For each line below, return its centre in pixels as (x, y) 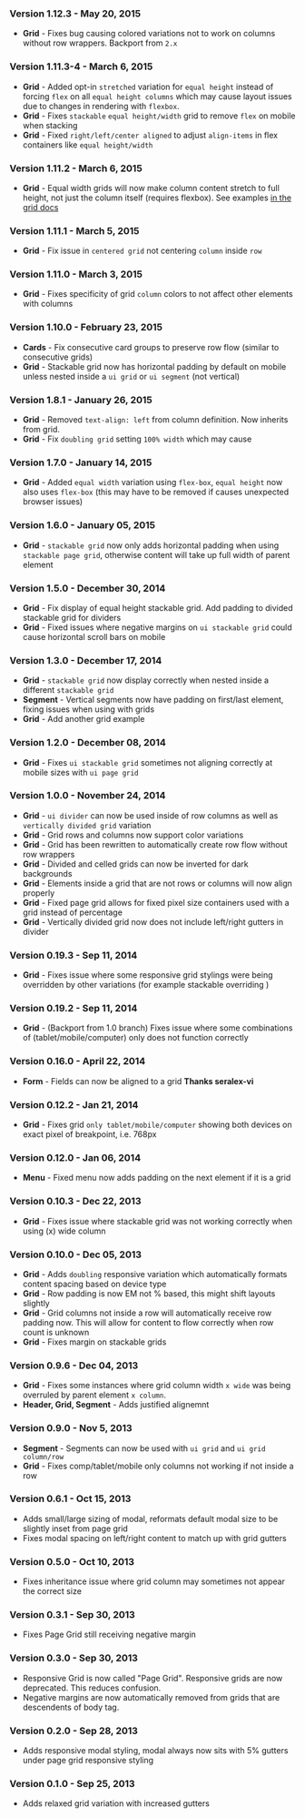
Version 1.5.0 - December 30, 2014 (88, 588)
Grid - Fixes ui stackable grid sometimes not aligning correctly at (148, 762)
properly (39, 893)
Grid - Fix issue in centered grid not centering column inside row (142, 251)
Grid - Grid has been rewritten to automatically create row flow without (155, 844)
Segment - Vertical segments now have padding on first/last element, (153, 700)
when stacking (50, 125)
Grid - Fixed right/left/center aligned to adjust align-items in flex (150, 135)
